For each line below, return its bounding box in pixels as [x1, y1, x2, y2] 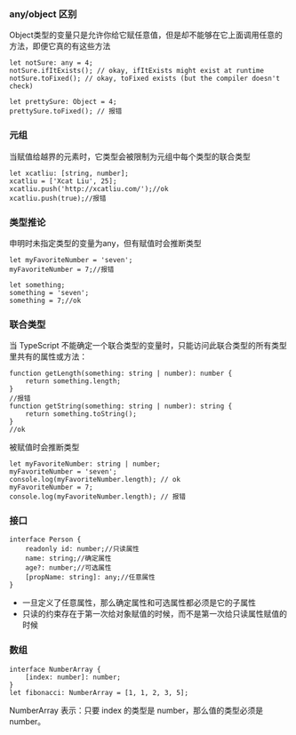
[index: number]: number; [25, 673, 122, 682]
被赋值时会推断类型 [9, 442, 80, 452]
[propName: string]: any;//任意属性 [25, 573, 156, 582]
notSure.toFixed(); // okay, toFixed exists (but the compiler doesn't [9, 74, 280, 84]
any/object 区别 [9, 7, 77, 20]
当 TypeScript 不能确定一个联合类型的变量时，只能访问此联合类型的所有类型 [9, 340, 287, 351]
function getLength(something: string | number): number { [9, 369, 233, 379]
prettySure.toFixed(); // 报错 [9, 107, 123, 116]
